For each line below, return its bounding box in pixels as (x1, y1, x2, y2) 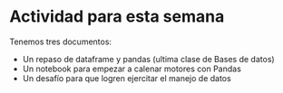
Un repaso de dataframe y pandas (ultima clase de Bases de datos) (22, 53, 275, 64)
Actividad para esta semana (9, 6, 225, 27)
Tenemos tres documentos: (9, 36, 112, 47)
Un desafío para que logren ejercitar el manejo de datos (22, 72, 231, 83)
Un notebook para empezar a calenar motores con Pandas (22, 63, 242, 74)
